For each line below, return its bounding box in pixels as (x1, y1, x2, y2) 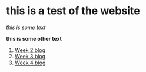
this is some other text (6, 35, 62, 42)
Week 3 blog (14, 53, 46, 60)
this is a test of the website (6, 4, 140, 18)
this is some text (6, 24, 46, 31)
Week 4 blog (14, 59, 46, 66)
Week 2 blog (14, 46, 46, 54)
